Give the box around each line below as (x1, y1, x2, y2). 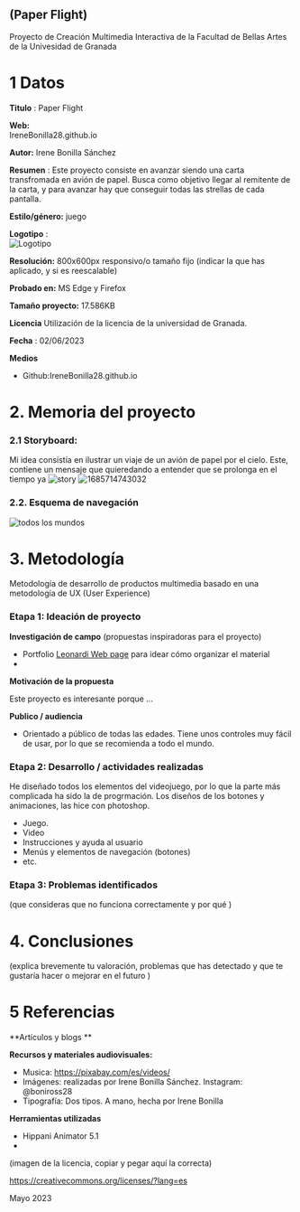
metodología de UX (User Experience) (9, 587, 150, 599)
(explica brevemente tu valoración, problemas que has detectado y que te (9, 961, 284, 972)
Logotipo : (9, 228, 49, 239)
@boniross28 (22, 1086, 73, 1097)
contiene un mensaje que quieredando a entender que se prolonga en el (9, 465, 277, 475)
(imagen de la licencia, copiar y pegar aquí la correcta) (9, 1158, 213, 1169)
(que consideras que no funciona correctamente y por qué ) (9, 899, 232, 910)
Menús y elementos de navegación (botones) (22, 847, 191, 858)
